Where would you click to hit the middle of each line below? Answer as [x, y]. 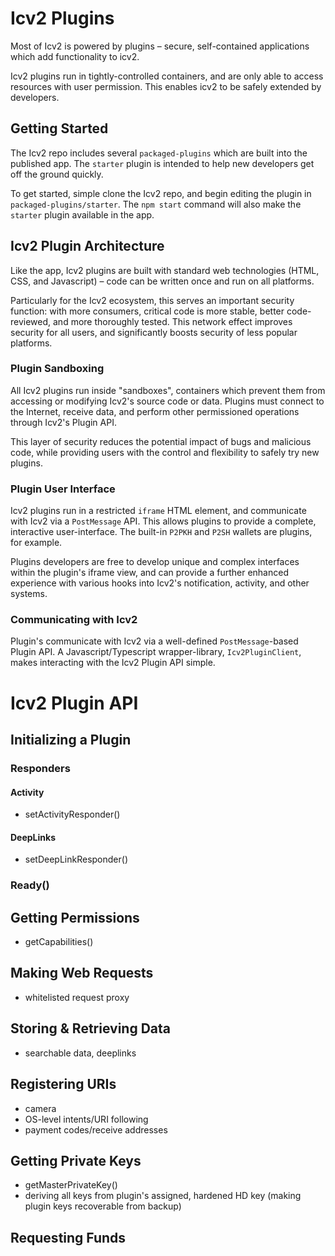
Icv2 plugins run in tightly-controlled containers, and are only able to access [167, 76]
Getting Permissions [75, 917]
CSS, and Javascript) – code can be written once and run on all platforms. [162, 281]
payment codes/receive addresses [96, 1129]
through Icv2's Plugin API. [63, 422]
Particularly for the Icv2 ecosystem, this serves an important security [152, 300]
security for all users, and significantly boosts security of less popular [154, 332]
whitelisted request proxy [77, 997]
